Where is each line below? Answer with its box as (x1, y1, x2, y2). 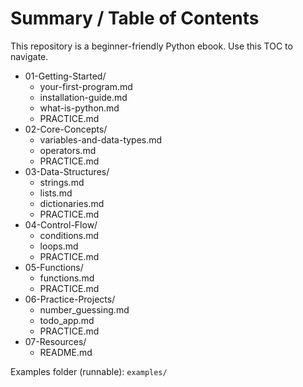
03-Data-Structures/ (24, 165, 110, 177)
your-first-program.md (39, 80, 133, 92)
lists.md (39, 187, 73, 199)
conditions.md (39, 229, 100, 241)
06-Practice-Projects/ (24, 293, 116, 305)
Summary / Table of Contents (10, 7, 260, 30)
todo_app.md (39, 314, 95, 326)
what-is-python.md (39, 102, 120, 114)
